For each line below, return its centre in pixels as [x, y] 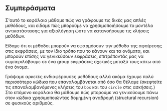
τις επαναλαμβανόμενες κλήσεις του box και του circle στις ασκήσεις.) [80, 87]
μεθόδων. [15, 36]
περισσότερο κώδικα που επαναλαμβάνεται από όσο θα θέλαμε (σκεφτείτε [84, 82]
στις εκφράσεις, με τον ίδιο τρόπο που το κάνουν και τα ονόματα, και [77, 51]
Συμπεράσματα [30, 8]
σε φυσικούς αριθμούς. [30, 103]
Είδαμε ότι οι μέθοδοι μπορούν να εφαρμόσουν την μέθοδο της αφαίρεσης [83, 46]
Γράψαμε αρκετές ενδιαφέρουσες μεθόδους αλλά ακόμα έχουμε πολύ [79, 76]
